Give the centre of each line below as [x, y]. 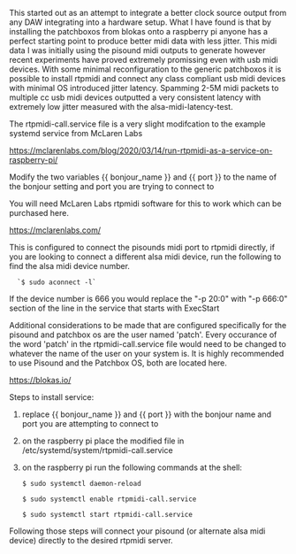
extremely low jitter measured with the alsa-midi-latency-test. [121, 107]
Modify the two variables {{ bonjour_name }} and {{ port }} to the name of [143, 177]
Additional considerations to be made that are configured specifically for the [148, 325]
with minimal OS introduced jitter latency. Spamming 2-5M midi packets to [144, 88]
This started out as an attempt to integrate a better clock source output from [148, 13]
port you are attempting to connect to [90, 423]
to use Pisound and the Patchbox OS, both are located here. [118, 363]
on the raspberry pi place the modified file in [103, 441]
